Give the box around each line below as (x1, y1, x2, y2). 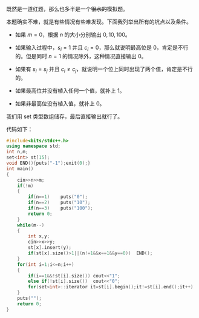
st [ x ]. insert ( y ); (28, 245, 71, 251)
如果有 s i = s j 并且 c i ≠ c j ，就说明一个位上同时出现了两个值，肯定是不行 (15, 65, 194, 74)
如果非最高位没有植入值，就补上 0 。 (15, 99, 105, 107)
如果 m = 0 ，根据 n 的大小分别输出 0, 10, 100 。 (15, 31, 131, 38)
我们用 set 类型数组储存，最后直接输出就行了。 (6, 113, 123, 120)
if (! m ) (17, 182, 34, 189)
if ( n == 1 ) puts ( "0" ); (28, 194, 88, 200)
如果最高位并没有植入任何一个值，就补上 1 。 (15, 87, 125, 94)
